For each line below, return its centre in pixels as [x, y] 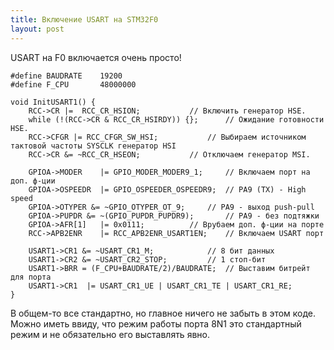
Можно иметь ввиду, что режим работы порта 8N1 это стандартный [156, 323]
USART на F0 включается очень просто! [96, 57]
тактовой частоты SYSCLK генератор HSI [93, 146]
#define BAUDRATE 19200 [66, 76]
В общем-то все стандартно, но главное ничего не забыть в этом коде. [163, 313]
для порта [31, 277]
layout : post [37, 29]
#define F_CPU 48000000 [73, 84]
